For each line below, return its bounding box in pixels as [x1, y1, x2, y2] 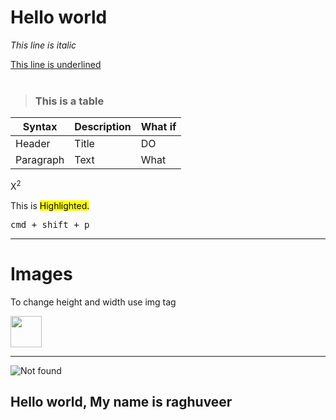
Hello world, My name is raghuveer [10, 394, 233, 411]
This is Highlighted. [10, 199, 90, 211]
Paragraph [15, 153, 65, 167]
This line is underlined [10, 58, 102, 70]
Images [10, 263, 73, 286]
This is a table [34, 94, 105, 108]
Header [15, 137, 51, 151]
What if [140, 120, 177, 134]
